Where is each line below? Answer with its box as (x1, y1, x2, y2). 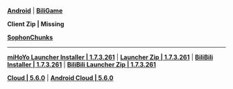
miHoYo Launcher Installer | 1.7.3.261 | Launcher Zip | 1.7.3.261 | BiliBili (7, 53, 214, 61)
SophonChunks (7, 33, 53, 41)
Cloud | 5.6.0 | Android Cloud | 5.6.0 (7, 74, 114, 82)
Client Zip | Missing (7, 20, 64, 28)
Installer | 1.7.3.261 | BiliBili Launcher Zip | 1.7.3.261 (7, 61, 156, 68)
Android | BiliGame (7, 7, 63, 14)
